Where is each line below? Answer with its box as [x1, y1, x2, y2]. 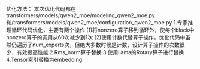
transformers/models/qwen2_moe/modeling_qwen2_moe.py [6, 12, 155, 19]
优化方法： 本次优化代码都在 [6, 5, 76, 12]
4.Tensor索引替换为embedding [6, 56, 83, 63]
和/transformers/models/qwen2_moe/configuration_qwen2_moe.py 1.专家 [6, 19, 188, 26]
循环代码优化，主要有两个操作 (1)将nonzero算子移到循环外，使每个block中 [11, 26, 195, 33]
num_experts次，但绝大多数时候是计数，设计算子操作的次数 [32, 41, 180, 48]
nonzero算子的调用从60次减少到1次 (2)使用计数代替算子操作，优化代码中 [6, 34, 186, 40]
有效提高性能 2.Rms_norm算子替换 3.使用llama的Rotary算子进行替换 [16, 49, 184, 55]
